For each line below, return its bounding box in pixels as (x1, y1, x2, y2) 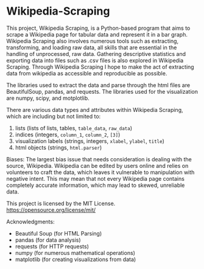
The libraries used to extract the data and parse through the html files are (6, 81, 191, 89)
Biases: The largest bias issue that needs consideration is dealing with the (6, 155, 192, 162)
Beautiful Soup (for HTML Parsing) (15, 229, 102, 237)
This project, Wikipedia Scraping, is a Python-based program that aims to (6, 24, 191, 32)
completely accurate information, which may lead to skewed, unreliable (6, 181, 185, 189)
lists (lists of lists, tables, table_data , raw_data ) (15, 124, 133, 131)
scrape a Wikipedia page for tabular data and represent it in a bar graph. (6, 30, 188, 38)
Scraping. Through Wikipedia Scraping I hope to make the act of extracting (6, 63, 194, 71)
